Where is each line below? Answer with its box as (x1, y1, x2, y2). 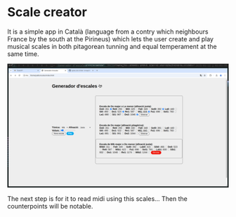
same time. (7, 50, 40, 58)
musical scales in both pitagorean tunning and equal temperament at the (7, 42, 217, 50)
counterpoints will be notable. (7, 202, 93, 211)
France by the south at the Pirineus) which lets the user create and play (7, 34, 214, 43)
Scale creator (7, 4, 88, 20)
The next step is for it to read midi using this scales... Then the (7, 195, 188, 203)
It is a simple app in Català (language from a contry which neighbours (7, 27, 209, 36)
